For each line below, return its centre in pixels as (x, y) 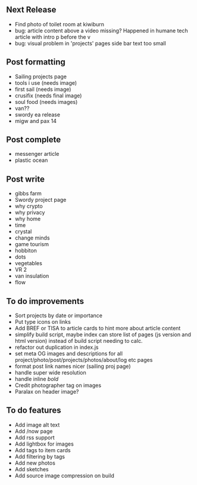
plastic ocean (31, 160)
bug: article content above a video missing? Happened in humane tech (101, 30)
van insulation (32, 276)
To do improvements (45, 301)
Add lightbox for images (44, 444)
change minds (32, 238)
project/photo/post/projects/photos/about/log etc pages (84, 360)
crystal (23, 232)
